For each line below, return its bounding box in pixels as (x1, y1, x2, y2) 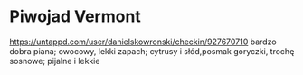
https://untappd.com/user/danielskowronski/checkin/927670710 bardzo (9, 36, 278, 47)
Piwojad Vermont (9, 6, 142, 27)
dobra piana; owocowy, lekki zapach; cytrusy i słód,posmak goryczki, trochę (9, 45, 295, 56)
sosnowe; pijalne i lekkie (9, 55, 100, 66)
